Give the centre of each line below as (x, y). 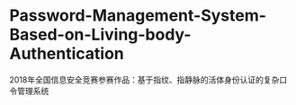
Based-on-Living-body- (100, 35)
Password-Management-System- (138, 16)
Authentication (67, 54)
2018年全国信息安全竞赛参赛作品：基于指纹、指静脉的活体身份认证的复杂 (144, 79)
